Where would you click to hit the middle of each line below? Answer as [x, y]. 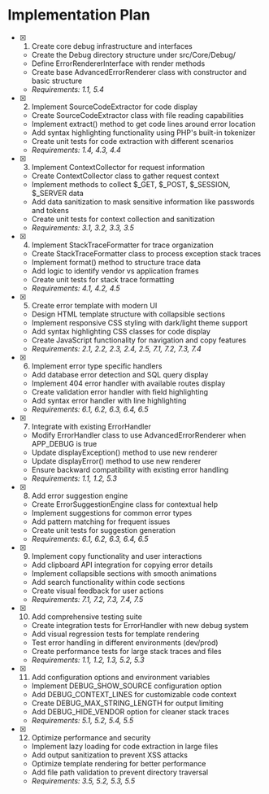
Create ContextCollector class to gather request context [125, 176]
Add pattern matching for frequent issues [101, 521]
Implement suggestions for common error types [112, 513]
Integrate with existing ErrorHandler [91, 426]
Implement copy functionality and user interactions [117, 556]
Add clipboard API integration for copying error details [122, 565]
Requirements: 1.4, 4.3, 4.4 [76, 150]
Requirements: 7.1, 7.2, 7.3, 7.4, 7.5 [87, 599]
